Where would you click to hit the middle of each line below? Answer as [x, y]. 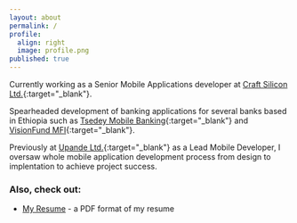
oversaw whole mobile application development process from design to [140, 157]
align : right [41, 42]
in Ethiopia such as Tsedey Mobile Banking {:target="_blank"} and [129, 120]
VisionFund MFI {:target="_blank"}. [72, 130]
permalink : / [33, 26]
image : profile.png [53, 51]
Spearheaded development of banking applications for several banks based [148, 111]
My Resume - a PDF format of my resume [98, 209]
